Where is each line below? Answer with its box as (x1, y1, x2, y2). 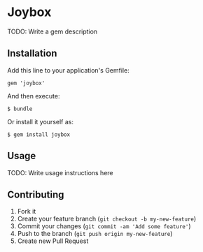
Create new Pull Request (17, 237, 89, 245)
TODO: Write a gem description (7, 27, 98, 36)
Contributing (7, 188, 64, 200)
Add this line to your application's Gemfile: (7, 66, 129, 74)
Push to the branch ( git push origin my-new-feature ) (17, 230, 173, 238)
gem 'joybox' (7, 80, 45, 87)
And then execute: (7, 91, 60, 100)
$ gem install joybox (7, 131, 71, 138)
